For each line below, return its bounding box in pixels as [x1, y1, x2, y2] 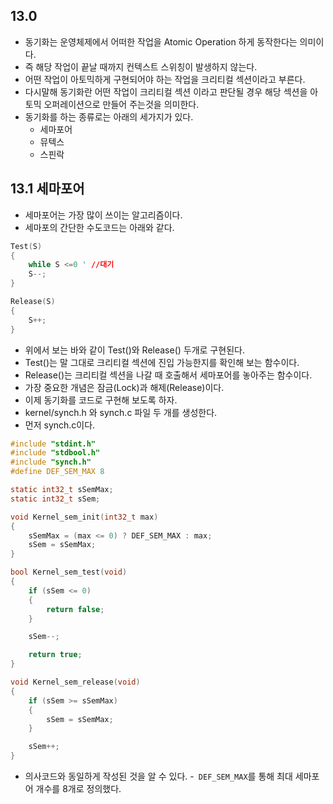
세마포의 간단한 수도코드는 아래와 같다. [24, 221, 175, 233]
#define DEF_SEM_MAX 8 [10, 467, 105, 477]
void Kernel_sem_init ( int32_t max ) [10, 512, 159, 522]
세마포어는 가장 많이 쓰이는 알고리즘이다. [24, 209, 183, 221]
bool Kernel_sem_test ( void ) [10, 567, 128, 578]
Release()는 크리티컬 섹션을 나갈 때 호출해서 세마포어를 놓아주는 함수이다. [24, 369, 313, 381]
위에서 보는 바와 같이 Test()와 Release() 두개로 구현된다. [24, 344, 245, 356]
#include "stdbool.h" [10, 448, 101, 458]
